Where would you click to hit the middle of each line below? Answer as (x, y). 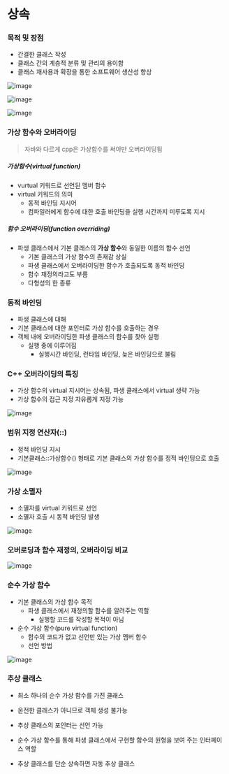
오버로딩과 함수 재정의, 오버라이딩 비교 (68, 550)
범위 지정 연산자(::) (37, 433)
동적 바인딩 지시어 (52, 203)
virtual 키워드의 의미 (45, 194)
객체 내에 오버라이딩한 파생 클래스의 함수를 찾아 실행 (88, 337)
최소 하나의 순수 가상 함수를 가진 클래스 (71, 695)
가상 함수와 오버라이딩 (42, 132)
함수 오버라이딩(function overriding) (59, 229)
